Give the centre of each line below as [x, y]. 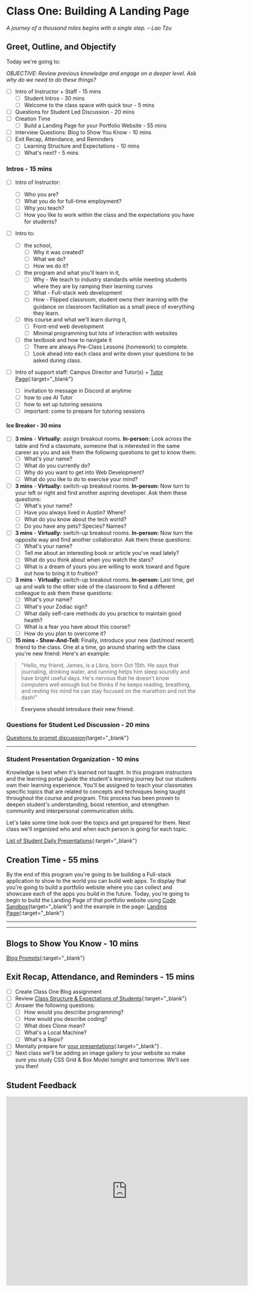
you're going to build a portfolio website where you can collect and [89, 887]
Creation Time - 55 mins [52, 860]
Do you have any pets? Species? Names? [75, 526]
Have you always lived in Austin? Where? [75, 512]
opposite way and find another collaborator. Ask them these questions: [103, 540]
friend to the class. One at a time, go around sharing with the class [98, 647]
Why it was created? [59, 252]
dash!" [29, 697]
